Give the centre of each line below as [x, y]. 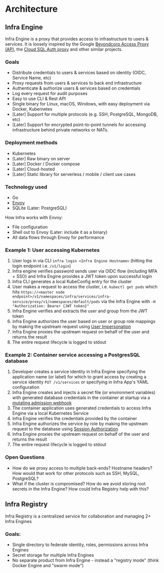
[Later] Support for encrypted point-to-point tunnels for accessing [79, 125]
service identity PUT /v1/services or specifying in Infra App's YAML [80, 382]
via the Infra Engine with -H [128, 301]
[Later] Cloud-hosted [34, 169]
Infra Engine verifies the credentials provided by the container [75, 419]
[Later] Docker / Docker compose [46, 164]
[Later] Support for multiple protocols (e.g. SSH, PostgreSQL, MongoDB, [85, 114]
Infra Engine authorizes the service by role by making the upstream [80, 424]
